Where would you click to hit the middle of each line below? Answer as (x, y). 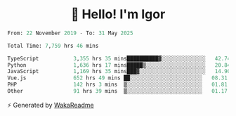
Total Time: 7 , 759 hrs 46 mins (53, 46)
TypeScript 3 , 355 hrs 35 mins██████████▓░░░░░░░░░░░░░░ (106, 58)
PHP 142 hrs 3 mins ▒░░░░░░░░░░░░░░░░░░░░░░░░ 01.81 (118, 85)
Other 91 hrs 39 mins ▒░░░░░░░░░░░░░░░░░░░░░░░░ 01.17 (118, 91)
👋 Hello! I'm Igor (118, 14)
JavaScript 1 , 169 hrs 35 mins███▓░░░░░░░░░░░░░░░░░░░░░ (106, 72)
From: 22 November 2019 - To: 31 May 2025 (70, 33)
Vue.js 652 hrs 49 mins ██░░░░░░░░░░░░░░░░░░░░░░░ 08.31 (118, 78)
